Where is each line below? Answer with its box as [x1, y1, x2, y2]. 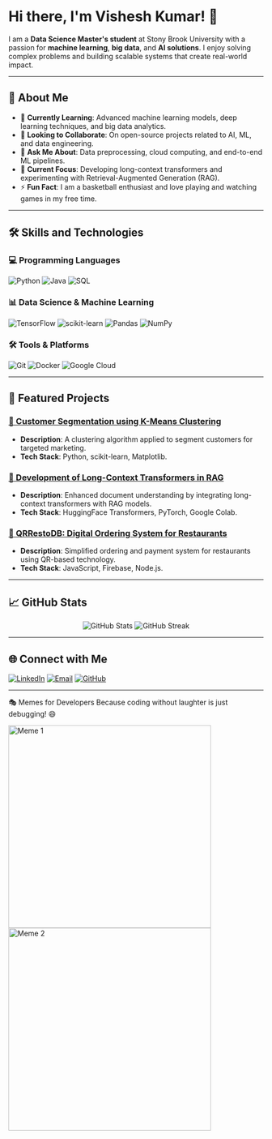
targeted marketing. [19, 443, 87, 452]
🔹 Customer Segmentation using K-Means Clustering [8, 416, 222, 427]
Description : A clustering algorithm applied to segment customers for [19, 434, 253, 444]
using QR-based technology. [19, 555, 116, 564]
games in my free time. [19, 194, 97, 203]
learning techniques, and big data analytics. [19, 121, 167, 131]
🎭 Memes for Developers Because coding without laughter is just [8, 697, 228, 707]
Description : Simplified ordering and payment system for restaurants [19, 546, 251, 556]
